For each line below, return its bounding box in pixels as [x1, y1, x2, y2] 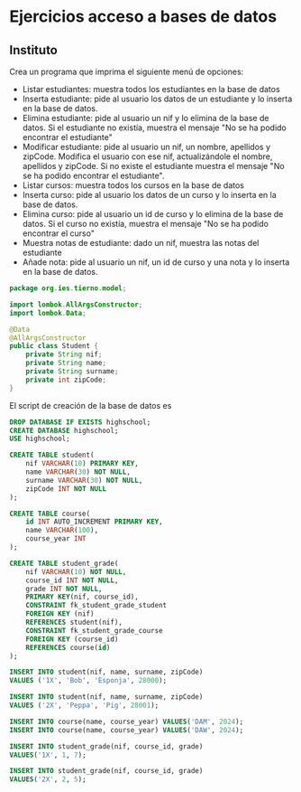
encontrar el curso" [22, 228, 95, 239]
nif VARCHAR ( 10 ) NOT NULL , [25, 567, 127, 576]
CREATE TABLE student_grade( [9, 559, 119, 568]
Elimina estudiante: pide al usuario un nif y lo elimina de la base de [22, 113, 269, 123]
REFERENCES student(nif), [25, 618, 123, 627]
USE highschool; [9, 434, 70, 444]
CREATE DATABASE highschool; [9, 426, 119, 435]
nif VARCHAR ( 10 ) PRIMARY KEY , [25, 459, 140, 468]
